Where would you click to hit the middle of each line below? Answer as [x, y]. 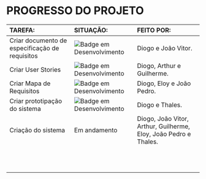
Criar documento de [38, 40]
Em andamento [96, 130]
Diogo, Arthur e [159, 66]
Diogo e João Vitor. [165, 48]
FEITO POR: [154, 30]
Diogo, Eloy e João [164, 83]
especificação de [34, 48]
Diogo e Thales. [159, 105]
